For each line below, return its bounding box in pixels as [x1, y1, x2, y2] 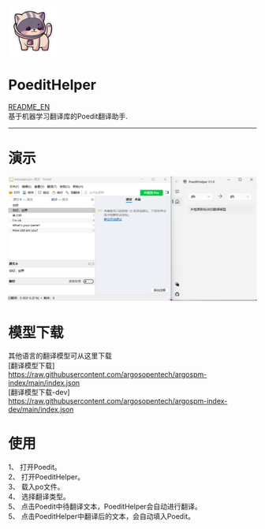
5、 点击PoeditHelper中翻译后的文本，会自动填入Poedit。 [8, 512, 196, 521]
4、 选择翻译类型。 [8, 492, 70, 501]
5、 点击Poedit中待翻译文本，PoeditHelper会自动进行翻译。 [8, 502, 203, 512]
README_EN [8, 102, 50, 111]
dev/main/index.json [8, 404, 74, 415]
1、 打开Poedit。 [8, 463, 62, 472]
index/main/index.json [8, 378, 80, 388]
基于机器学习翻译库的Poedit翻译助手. [8, 111, 128, 121]
